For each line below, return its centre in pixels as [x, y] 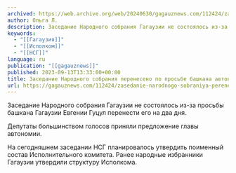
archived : [22, 14]
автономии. [25, 134]
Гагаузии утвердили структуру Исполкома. [72, 162]
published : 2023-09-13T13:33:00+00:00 [64, 72]
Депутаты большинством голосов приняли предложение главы [103, 126]
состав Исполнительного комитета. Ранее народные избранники [105, 155]
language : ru [26, 60]
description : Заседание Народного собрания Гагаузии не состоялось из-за [118, 27]
